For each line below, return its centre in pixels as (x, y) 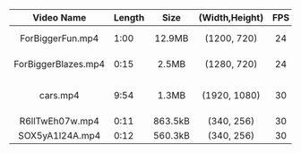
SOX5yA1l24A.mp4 (59, 136)
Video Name (60, 17)
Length (129, 17)
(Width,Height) (231, 17)
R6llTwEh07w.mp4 (60, 121)
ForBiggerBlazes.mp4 (60, 64)
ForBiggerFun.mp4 (59, 38)
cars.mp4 (59, 95)
